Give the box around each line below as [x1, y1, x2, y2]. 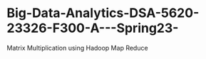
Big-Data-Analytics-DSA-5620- [6, 5, 200, 21]
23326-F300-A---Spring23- [6, 20, 179, 36]
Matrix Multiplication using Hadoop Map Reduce [6, 43, 148, 52]
